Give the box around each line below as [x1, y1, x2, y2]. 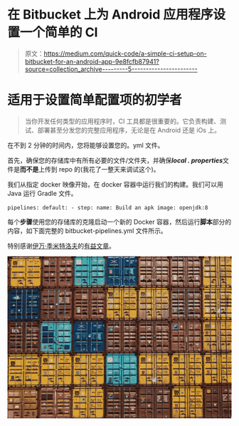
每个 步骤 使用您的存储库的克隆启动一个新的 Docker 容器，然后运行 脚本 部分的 [7, 217, 232, 226]
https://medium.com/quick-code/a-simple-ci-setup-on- [43, 49, 208, 58]
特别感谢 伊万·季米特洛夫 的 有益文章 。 [7, 241, 116, 250]
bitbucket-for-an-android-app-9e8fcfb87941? [24, 57, 160, 66]
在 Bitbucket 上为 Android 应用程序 [7, 6, 213, 23]
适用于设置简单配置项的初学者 [7, 92, 183, 108]
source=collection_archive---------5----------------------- [24, 65, 198, 73]
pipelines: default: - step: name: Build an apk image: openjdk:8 [7, 204, 208, 211]
